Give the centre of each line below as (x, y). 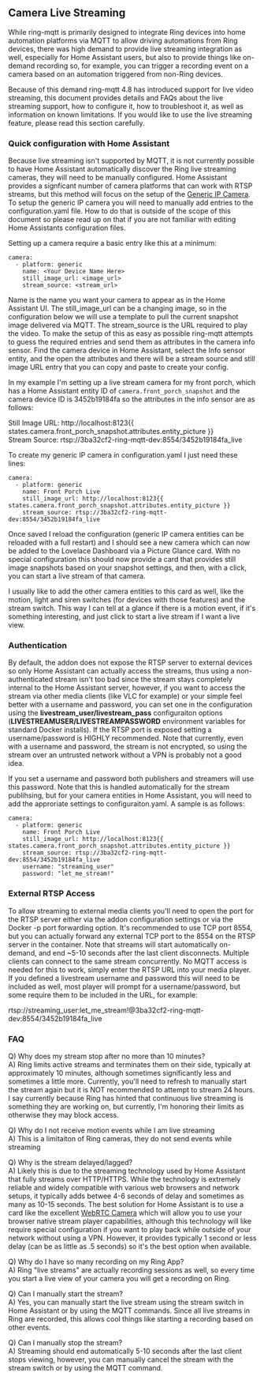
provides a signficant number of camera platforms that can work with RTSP (130, 186)
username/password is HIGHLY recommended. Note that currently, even (126, 738)
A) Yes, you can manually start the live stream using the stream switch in (126, 1302)
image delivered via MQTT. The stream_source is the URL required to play (128, 325)
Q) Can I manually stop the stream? (65, 1342)
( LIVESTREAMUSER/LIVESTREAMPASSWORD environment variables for (127, 722)
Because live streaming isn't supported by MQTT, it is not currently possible (131, 160)
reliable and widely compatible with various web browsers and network (124, 1188)
